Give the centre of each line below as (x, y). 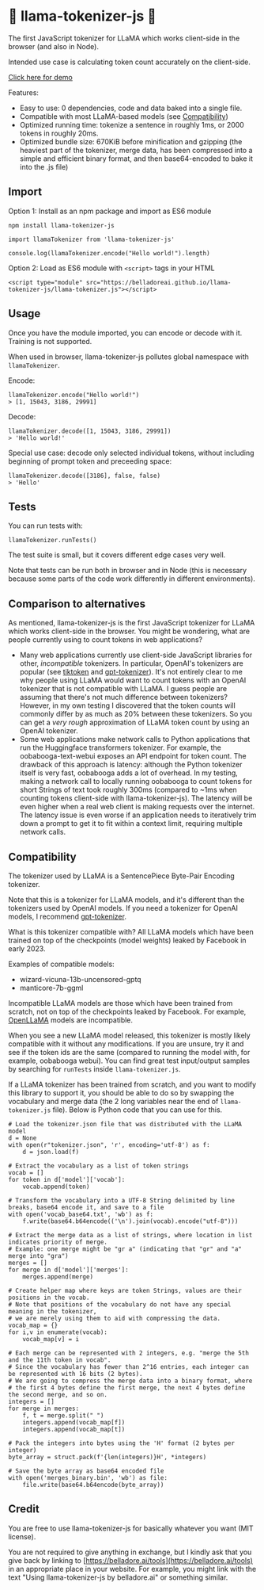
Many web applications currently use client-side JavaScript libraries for (136, 655)
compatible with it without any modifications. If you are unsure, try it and (126, 1044)
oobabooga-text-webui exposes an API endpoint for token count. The (133, 756)
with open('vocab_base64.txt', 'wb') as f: (81, 1214)
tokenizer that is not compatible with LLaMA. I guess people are (123, 689)
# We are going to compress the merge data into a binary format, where (130, 1381)
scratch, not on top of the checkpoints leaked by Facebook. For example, (127, 1011)
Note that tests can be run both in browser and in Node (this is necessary (128, 571)
